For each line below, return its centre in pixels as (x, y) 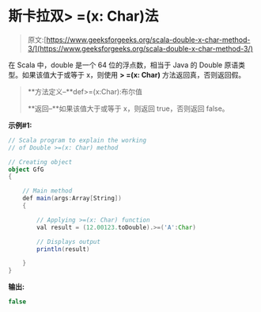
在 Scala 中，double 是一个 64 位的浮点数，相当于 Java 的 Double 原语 (123, 65)
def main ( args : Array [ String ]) (72, 199)
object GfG (26, 169)
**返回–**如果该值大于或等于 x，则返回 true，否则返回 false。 (128, 108)
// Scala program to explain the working (78, 140)
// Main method (47, 191)
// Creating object (40, 162)
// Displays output (69, 242)
